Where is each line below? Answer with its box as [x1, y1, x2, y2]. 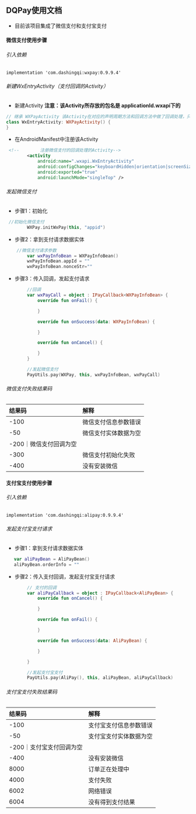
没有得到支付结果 [88, 798, 135, 806]
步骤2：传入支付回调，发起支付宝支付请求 [14, 573, 116, 580]
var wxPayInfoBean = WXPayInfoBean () [27, 253, 118, 259]
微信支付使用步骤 [6, 37, 47, 44]
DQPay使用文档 [6, 5, 62, 16]
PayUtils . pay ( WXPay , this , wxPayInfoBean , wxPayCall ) [27, 372, 160, 377]
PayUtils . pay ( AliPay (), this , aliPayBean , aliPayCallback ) [27, 675, 174, 681]
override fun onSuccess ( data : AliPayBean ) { [37, 637, 148, 644]
